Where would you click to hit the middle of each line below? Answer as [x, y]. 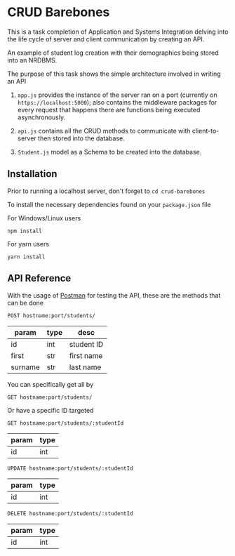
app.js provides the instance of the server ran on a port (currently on [117, 95]
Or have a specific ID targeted [51, 410]
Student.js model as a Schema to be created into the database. [109, 152]
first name [86, 355]
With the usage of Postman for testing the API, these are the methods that [114, 295]
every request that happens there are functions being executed [109, 110]
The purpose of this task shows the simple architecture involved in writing [114, 74]
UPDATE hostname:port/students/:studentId [70, 468]
